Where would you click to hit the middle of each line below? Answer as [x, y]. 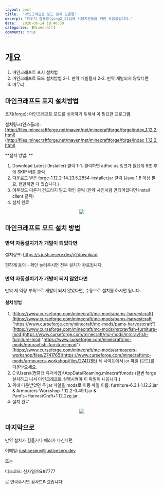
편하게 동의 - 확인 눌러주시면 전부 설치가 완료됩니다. [54, 265]
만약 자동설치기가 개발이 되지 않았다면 [46, 279]
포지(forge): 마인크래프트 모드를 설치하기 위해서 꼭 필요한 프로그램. [68, 114]
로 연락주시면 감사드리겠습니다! [35, 481]
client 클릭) [23, 196]
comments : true [20, 32]
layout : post [18, 9]
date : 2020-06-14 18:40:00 [35, 23]
